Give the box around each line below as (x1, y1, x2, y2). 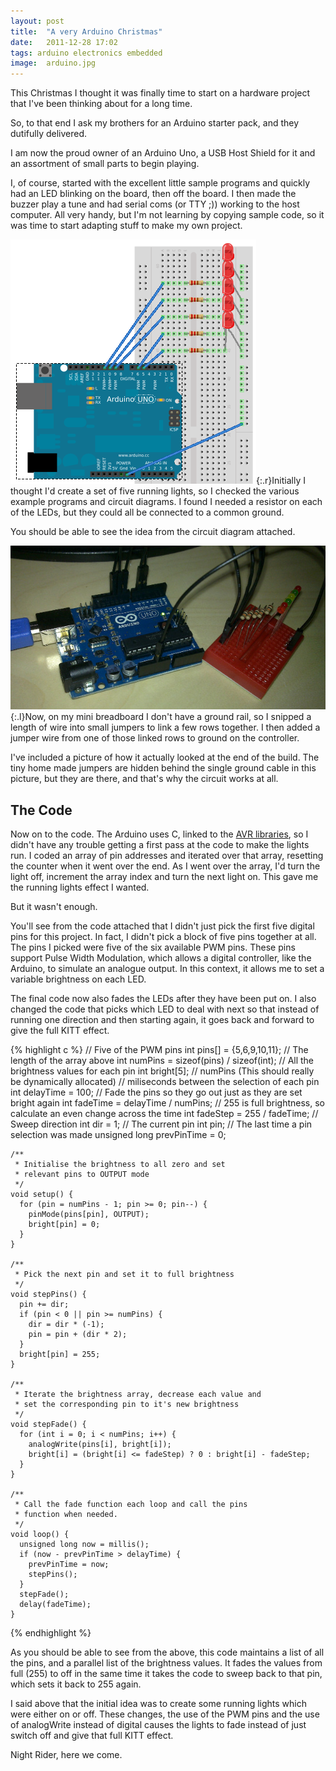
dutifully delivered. (10, 128, 88, 140)
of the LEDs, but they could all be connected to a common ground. (10, 506, 285, 519)
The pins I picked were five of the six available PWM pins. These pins (10, 941, 296, 954)
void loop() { (10, 1530, 70, 1540)
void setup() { (10, 1190, 74, 1200)
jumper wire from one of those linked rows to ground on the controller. (10, 732, 300, 744)
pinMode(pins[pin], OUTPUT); (28, 1210, 150, 1220)
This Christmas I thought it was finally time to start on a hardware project (10, 87, 311, 99)
